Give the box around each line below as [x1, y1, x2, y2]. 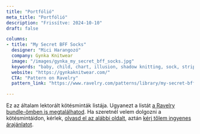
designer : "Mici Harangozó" [11, 47, 82, 54]
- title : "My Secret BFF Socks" [6, 42, 86, 48]
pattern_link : [11, 80, 46, 86]
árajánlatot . [6, 121, 34, 128]
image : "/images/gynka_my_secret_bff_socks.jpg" [11, 58, 135, 64]
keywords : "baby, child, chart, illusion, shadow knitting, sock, [11, 64, 180, 70]
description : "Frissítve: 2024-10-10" [6, 20, 102, 26]
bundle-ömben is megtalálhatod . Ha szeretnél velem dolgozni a [6, 108, 162, 116]
